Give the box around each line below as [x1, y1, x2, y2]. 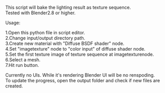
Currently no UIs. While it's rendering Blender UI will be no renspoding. [5, 72, 155, 78]
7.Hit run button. [5, 62, 39, 68]
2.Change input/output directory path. [5, 35, 86, 41]
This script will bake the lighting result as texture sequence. [5, 5, 131, 10]
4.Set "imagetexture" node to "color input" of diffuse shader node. [5, 46, 146, 52]
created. [5, 83, 23, 89]
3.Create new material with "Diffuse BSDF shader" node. [5, 40, 125, 46]
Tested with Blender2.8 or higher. [5, 10, 76, 16]
